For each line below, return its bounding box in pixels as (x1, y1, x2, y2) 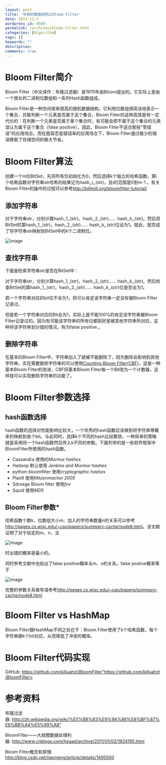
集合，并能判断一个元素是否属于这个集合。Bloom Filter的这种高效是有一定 (9, 112, 160, 118)
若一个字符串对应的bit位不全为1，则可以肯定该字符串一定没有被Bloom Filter (5, 295, 158, 300)
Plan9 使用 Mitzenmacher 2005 (12, 474, 76, 481)
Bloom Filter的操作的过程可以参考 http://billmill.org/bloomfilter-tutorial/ (5, 185, 147, 191)
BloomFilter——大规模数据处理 (5, 732, 68, 738)
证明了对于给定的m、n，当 (5, 530, 59, 535)
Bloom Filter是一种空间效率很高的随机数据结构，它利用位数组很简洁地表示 (5, 106, 155, 112)
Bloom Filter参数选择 (5, 392, 90, 403)
